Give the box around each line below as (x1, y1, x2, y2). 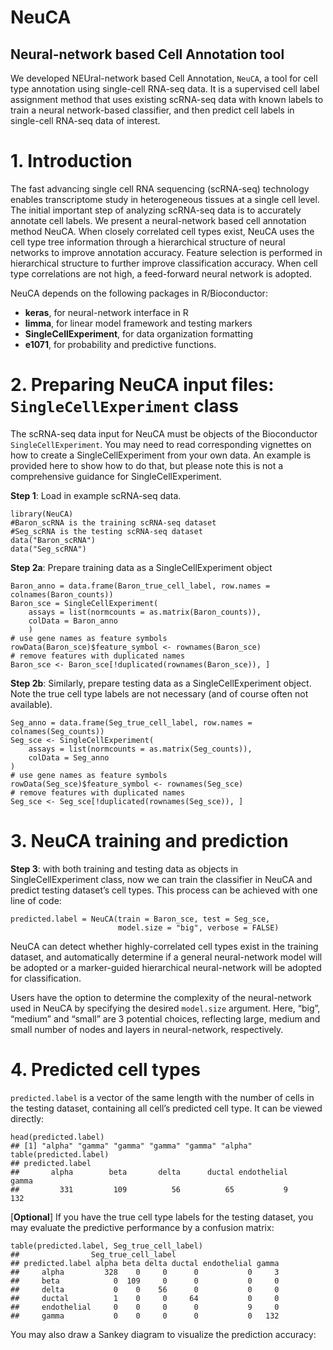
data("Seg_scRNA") (10, 544, 87, 554)
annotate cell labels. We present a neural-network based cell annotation (10, 214, 307, 226)
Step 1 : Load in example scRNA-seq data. (10, 489, 182, 501)
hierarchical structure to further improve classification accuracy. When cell (10, 257, 318, 269)
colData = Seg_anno (28, 752, 110, 763)
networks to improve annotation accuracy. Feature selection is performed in (10, 246, 323, 258)
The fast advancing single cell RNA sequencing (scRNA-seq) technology (10, 182, 310, 195)
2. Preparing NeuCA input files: (10, 374, 275, 396)
